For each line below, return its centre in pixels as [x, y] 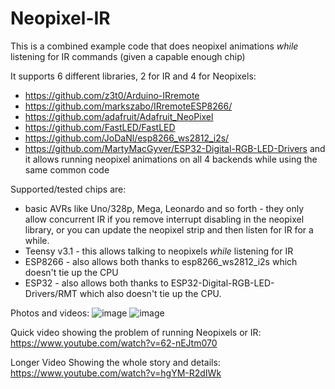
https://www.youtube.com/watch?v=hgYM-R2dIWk [116, 373]
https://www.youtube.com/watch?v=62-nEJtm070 [114, 343]
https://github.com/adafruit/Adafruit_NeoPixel [119, 116]
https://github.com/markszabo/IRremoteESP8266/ [128, 106]
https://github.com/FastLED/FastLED [100, 127]
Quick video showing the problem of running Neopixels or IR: [136, 332]
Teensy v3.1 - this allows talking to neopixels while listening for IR [159, 251]
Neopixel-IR [60, 18]
